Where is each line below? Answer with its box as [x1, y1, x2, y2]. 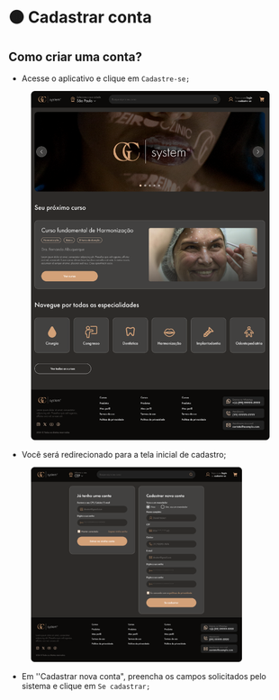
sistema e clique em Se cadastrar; [21, 680, 150, 691]
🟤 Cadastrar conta [8, 7, 152, 28]
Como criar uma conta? [8, 49, 143, 64]
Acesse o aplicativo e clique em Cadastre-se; [21, 73, 191, 84]
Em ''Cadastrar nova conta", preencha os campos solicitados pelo [21, 670, 266, 681]
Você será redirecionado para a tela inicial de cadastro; [21, 450, 227, 460]
